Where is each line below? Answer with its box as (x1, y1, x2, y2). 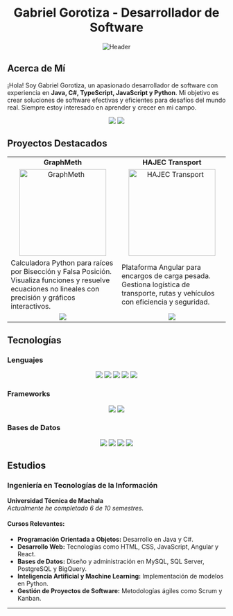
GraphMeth (43, 157, 82, 167)
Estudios (7, 460, 46, 472)
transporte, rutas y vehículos (121, 288, 215, 298)
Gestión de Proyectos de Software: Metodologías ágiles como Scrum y (17, 586, 223, 594)
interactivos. (10, 301, 51, 311)
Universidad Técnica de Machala (7, 496, 104, 504)
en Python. (17, 579, 49, 588)
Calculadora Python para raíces (10, 258, 114, 268)
